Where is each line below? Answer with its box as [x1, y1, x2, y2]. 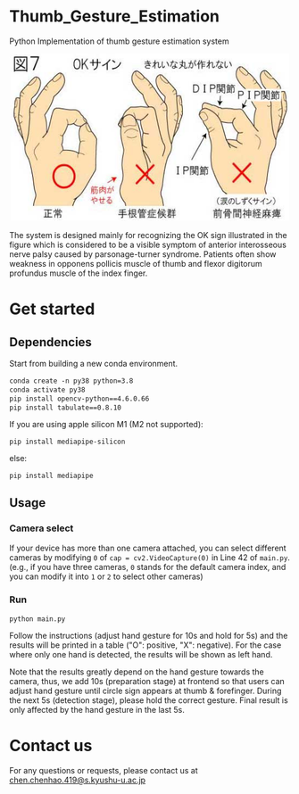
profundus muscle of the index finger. [9, 268, 148, 278]
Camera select [9, 522, 74, 534]
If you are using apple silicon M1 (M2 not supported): [9, 418, 203, 429]
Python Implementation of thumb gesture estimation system [9, 36, 229, 46]
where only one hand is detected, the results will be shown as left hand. [9, 649, 273, 659]
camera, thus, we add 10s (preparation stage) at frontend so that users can [9, 675, 286, 686]
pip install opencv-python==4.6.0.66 [9, 394, 150, 403]
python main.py [9, 614, 66, 624]
